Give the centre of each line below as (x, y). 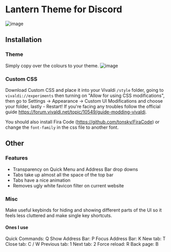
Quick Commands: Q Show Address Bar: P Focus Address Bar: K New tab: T (85, 239)
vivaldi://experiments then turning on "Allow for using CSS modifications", (85, 95)
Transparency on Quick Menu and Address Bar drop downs (75, 169)
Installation (24, 40)
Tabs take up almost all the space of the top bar (63, 175)
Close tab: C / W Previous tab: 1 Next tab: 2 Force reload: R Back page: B (82, 244)
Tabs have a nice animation (41, 180)
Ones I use (17, 227)
